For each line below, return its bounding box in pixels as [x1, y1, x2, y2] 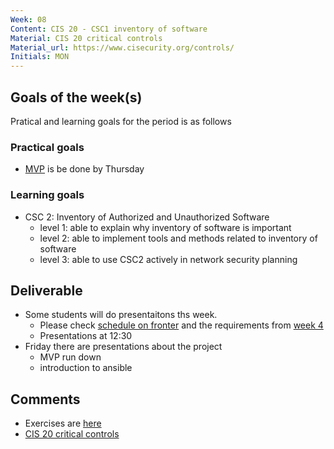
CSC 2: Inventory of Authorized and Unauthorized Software [24, 211, 270, 223]
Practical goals [10, 140, 85, 154]
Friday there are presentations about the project [24, 341, 223, 353]
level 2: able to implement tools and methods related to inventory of [39, 232, 318, 244]
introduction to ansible [39, 362, 133, 374]
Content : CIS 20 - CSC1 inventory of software [10, 24, 208, 34]
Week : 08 [10, 14, 47, 25]
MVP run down [39, 351, 102, 363]
